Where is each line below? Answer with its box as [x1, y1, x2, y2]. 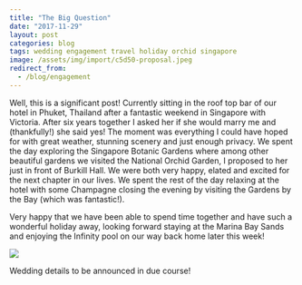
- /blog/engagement [17, 73, 92, 82]
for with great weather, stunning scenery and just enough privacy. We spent [9, 135, 293, 146]
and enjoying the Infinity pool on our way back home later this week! [9, 231, 265, 241]
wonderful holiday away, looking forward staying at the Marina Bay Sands [9, 221, 285, 231]
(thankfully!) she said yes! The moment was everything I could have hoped [9, 126, 288, 137]
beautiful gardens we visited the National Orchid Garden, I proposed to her [9, 155, 288, 166]
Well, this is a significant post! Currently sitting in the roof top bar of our [9, 97, 277, 108]
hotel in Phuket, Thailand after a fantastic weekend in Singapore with [9, 106, 266, 118]
